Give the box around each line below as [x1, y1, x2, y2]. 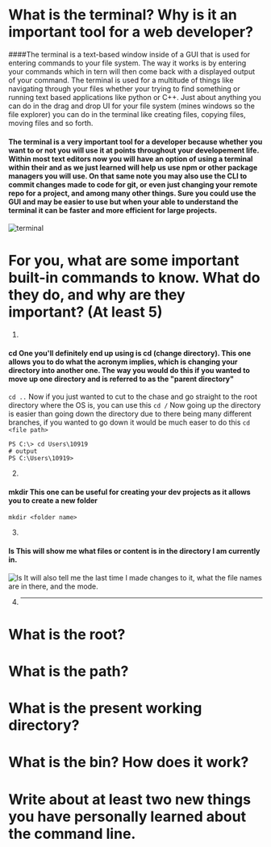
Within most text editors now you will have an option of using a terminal [8, 153, 253, 163]
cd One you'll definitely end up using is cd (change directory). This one [8, 348, 252, 358]
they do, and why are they [8, 286, 186, 304]
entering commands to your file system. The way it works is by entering [8, 58, 247, 68]
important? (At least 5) [8, 303, 163, 321]
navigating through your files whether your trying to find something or [8, 83, 240, 94]
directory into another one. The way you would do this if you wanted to [8, 365, 250, 375]
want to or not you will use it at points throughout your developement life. [8, 145, 260, 155]
